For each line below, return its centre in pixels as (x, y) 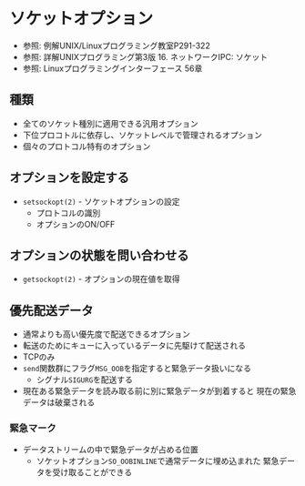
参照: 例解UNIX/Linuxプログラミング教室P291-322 (117, 46)
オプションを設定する (69, 178)
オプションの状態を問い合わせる (99, 255)
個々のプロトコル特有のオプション (86, 146)
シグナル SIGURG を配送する (85, 380)
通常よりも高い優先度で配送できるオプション (107, 334)
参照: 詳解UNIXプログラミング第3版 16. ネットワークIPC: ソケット (145, 56)
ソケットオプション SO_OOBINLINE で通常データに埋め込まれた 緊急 (158, 461)
